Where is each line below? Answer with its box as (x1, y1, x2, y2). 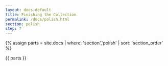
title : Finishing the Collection (5, 12, 77, 17)
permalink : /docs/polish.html (5, 17, 70, 22)
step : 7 (5, 26, 22, 31)
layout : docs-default (5, 7, 52, 13)
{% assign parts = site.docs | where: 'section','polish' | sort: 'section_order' (5, 40, 163, 46)
